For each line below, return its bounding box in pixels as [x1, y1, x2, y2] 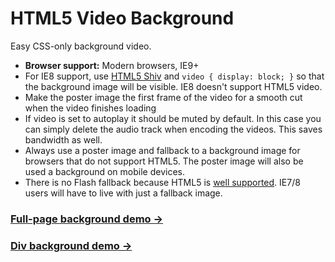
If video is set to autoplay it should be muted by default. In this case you [24, 112, 322, 124]
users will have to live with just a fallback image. [24, 187, 223, 199]
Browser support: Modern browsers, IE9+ [24, 59, 200, 71]
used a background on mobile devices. [24, 165, 185, 177]
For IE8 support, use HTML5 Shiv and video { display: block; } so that [24, 70, 325, 82]
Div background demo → [10, 238, 133, 252]
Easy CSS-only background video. [10, 40, 152, 52]
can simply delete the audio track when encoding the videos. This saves [24, 123, 323, 135]
